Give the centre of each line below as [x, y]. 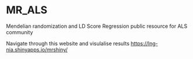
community [20, 32]
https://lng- [145, 43]
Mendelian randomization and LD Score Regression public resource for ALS [97, 26]
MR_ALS [27, 10]
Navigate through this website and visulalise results [68, 43]
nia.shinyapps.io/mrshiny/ [37, 49]
